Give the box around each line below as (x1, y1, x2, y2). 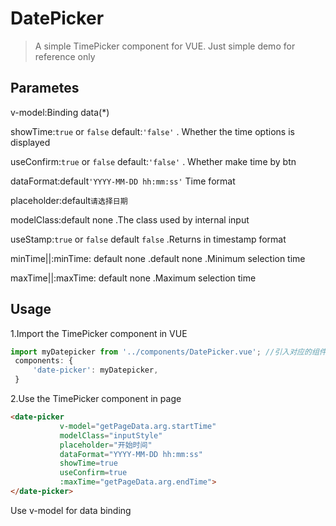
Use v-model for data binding (10, 504, 132, 516)
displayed (10, 136, 51, 148)
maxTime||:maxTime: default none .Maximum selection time (10, 272, 257, 284)
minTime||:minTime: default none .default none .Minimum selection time (10, 252, 306, 264)
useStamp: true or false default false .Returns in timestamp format (10, 233, 287, 245)
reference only (34, 50, 96, 62)
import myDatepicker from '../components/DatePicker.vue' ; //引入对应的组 (10, 347, 320, 357)
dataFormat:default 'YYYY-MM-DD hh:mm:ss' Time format (10, 175, 236, 187)
